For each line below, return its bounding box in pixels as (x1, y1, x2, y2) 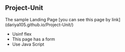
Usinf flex (12, 31, 32, 37)
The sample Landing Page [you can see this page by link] (5, 16, 121, 22)
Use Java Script (12, 41, 44, 47)
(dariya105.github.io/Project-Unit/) (5, 22, 74, 27)
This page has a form (12, 36, 55, 42)
